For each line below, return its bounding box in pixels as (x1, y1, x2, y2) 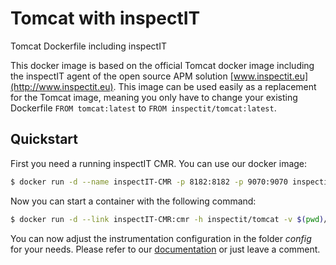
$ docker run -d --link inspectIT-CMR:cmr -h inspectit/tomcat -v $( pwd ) (10, 214, 325, 224)
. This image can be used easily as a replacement (113, 80, 317, 92)
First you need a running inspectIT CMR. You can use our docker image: (10, 157, 308, 169)
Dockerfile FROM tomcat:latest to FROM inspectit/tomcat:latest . (10, 102, 277, 114)
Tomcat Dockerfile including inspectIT (10, 40, 167, 52)
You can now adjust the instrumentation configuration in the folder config (10, 232, 312, 244)
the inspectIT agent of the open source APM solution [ (10, 70, 234, 82)
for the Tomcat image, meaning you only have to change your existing (10, 91, 298, 103)
